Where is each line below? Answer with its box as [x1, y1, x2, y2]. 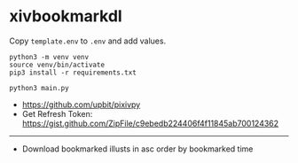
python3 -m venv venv [9, 52, 90, 61]
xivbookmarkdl [9, 6, 122, 27]
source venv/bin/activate [9, 60, 105, 69]
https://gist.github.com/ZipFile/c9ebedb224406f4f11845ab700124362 [21, 118, 279, 128]
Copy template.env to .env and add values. [9, 35, 167, 46]
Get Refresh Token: [21, 108, 93, 119]
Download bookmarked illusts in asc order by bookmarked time [21, 144, 254, 154]
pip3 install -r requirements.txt [9, 68, 137, 77]
